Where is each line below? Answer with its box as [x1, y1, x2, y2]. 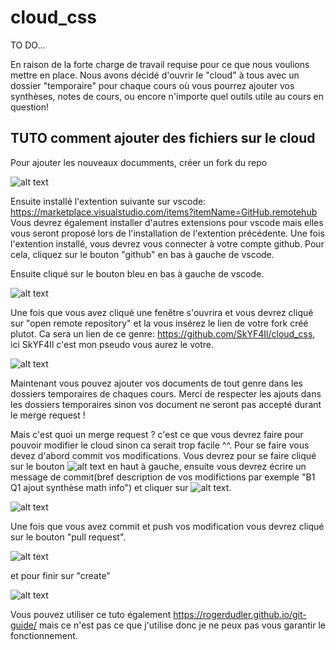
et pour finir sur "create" [10, 569, 111, 581]
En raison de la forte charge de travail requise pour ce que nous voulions [10, 58, 310, 70]
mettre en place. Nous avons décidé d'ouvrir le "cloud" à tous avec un [10, 69, 300, 81]
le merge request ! [10, 409, 86, 421]
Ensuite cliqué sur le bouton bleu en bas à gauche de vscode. [10, 267, 265, 280]
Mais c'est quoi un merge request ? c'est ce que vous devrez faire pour [10, 428, 304, 440]
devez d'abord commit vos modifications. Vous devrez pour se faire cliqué [10, 449, 317, 461]
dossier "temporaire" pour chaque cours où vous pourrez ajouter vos [10, 79, 295, 91]
